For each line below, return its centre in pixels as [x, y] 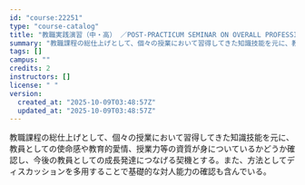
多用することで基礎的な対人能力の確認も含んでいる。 [172, 171]
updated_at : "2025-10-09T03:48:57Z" [87, 111]
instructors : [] [40, 77]
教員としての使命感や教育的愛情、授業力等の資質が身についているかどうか [148, 149]
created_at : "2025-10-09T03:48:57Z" [87, 102]
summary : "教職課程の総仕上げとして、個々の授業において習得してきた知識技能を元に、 [151, 43]
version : [26, 93]
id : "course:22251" [46, 18]
